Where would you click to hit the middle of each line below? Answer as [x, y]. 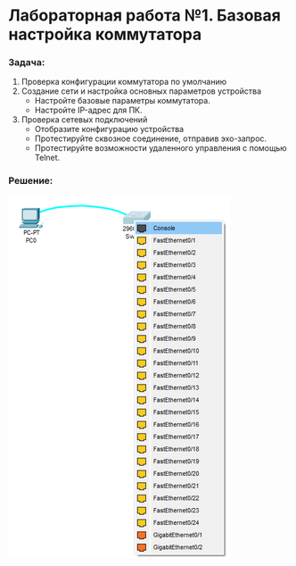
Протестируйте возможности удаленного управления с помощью [160, 148]
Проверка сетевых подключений [84, 120]
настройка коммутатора [105, 34]
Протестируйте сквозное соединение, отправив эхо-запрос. [151, 138]
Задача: [27, 62]
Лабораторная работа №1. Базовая [145, 16]
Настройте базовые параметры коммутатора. [122, 101]
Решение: [31, 181]
